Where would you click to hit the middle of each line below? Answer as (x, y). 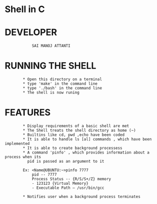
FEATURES (28, 113)
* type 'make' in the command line (60, 84)
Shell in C (25, 9)
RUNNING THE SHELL (50, 66)
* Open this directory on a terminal (62, 79)
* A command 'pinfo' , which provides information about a (86, 152)
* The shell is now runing (51, 93)
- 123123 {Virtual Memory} (60, 183)
